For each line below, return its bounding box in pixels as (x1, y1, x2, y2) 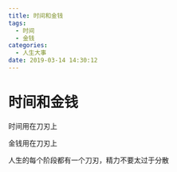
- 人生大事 (15, 49, 47, 57)
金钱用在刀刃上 (8, 138, 57, 148)
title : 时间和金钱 (8, 11, 64, 20)
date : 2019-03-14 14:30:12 (8, 57, 98, 65)
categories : (8, 42, 48, 50)
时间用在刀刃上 (8, 121, 57, 130)
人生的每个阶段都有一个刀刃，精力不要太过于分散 (8, 155, 169, 165)
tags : (8, 19, 26, 27)
